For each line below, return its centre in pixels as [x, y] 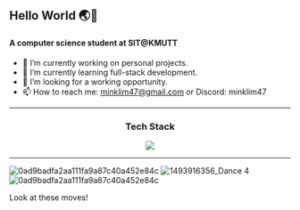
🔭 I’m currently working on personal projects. [105, 62]
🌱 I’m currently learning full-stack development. [110, 72]
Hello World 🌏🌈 [54, 16]
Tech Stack [150, 126]
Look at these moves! [49, 197]
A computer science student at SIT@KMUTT [94, 43]
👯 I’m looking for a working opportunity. [95, 81]
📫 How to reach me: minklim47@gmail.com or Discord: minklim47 [144, 92]
